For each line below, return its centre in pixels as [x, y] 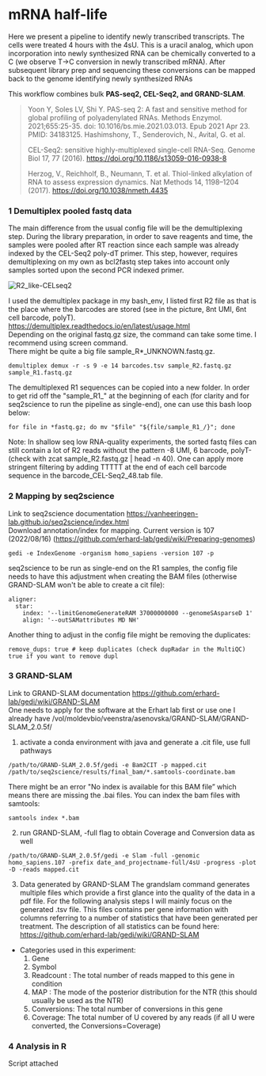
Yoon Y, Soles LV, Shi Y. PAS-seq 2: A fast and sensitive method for [137, 109]
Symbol [44, 967]
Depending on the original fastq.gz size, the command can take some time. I [133, 335]
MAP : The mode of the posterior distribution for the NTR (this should [144, 992]
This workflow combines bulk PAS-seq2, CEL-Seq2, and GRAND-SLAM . [127, 93]
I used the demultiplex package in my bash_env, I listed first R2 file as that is [133, 301]
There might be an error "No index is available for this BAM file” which [123, 786]
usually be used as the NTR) [78, 1000]
